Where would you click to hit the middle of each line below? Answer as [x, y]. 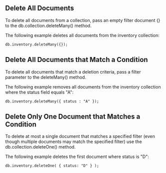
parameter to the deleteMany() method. [46, 77]
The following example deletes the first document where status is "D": [77, 156]
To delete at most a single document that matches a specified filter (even [80, 136]
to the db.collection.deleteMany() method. [48, 25]
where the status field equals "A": [39, 92]
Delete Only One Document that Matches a [73, 117]
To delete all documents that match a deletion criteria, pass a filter [73, 71]
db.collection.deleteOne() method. [40, 147]
